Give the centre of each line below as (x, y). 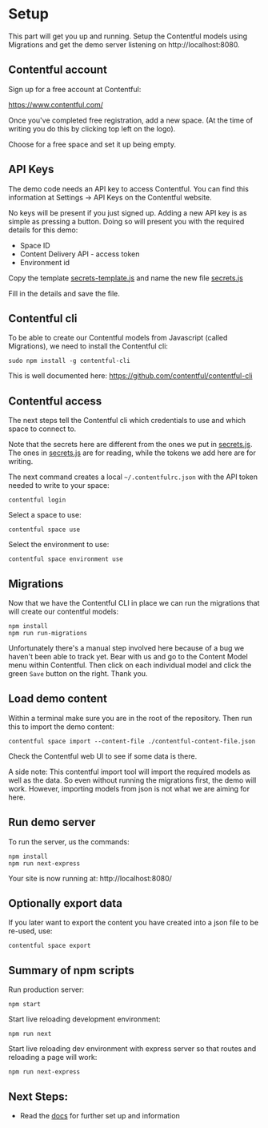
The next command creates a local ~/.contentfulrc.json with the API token (133, 477)
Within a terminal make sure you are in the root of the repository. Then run (130, 718)
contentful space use (44, 530)
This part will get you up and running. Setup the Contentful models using (128, 36)
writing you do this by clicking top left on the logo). (92, 128)
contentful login (37, 500)
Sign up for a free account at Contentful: (75, 89)
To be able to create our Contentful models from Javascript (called (118, 338)
